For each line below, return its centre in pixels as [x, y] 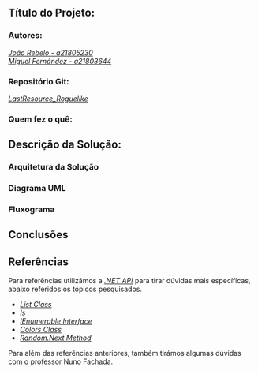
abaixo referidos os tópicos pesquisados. [75, 289]
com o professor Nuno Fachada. [61, 361]
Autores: [25, 36]
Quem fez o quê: [40, 119]
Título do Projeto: [52, 13]
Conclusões [38, 235]
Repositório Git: [39, 81]
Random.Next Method [56, 338]
